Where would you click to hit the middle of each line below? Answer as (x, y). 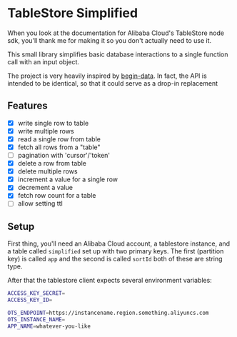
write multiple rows (46, 131)
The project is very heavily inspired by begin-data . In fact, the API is (107, 76)
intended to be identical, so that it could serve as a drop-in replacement (113, 83)
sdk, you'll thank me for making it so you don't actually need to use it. (110, 40)
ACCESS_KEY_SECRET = (36, 293)
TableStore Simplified (72, 13)
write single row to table (53, 123)
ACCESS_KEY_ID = (30, 300)
